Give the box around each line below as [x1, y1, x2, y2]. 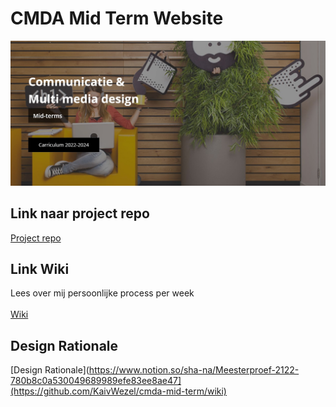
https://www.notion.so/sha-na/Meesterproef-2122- [88, 364, 300, 376]
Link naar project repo [10, 205, 150, 222]
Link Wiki [10, 260, 70, 277]
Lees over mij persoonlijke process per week [10, 287, 195, 299]
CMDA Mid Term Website [10, 7, 224, 30]
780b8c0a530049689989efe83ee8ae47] [10, 375, 182, 387]
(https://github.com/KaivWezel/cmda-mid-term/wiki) [10, 385, 227, 397]
